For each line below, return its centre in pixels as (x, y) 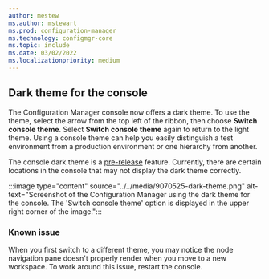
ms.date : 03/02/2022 (43, 53)
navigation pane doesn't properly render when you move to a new (118, 258)
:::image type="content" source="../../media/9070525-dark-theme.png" (126, 186)
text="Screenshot (37, 194)
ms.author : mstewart (43, 23)
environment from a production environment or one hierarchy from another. (133, 146)
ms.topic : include (39, 46)
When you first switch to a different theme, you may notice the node (121, 249)
